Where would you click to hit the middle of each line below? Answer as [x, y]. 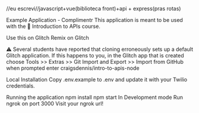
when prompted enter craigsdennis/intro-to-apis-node [73, 68]
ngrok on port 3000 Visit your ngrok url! [55, 104]
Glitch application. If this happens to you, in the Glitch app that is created [95, 55]
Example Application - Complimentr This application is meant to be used [94, 20]
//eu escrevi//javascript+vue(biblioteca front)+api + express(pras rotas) [94, 9]
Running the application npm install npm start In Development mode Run [94, 97]
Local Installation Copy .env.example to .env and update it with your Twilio [97, 80]
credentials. [20, 86]
